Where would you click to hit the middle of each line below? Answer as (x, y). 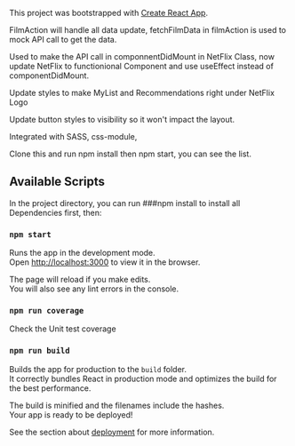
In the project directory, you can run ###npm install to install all (125, 203)
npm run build (40, 351)
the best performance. (50, 388)
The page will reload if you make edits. (80, 280)
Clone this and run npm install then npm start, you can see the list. (130, 154)
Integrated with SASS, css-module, (73, 136)
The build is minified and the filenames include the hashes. (117, 405)
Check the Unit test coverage (63, 329)
